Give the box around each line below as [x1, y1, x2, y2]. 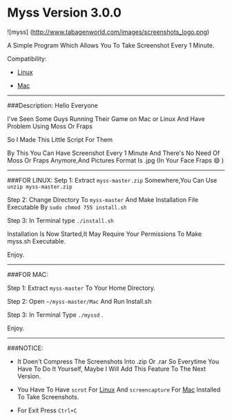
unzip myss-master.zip [7, 183, 72, 190]
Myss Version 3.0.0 [7, 5, 122, 21]
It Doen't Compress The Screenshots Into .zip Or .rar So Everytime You [17, 357, 220, 365]
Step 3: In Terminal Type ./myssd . [7, 310, 104, 319]
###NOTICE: [7, 344, 43, 352]
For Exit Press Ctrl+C [17, 406, 77, 414]
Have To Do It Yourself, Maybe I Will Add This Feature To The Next [17, 365, 206, 373]
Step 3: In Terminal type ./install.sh [7, 216, 114, 224]
